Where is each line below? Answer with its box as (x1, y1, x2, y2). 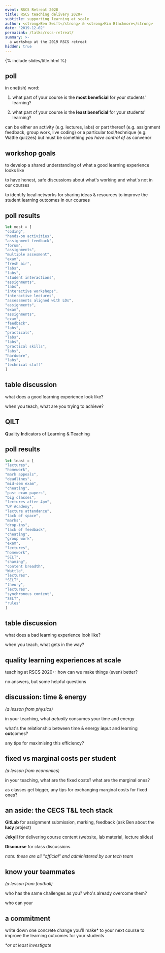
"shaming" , (5, 559, 28, 564)
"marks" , (5, 518, 23, 523)
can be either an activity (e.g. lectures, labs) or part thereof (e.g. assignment (5, 124, 161, 130)
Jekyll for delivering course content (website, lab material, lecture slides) (5, 834, 154, 840)
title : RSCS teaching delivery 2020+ (5, 12, 83, 17)
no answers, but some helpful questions (5, 679, 87, 685)
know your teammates (5, 867, 75, 876)
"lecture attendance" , (5, 509, 52, 514)
